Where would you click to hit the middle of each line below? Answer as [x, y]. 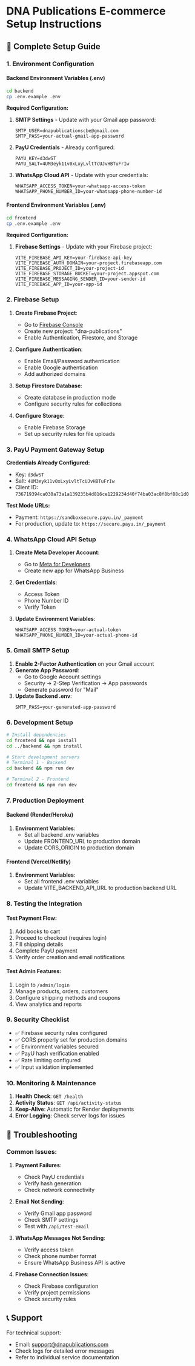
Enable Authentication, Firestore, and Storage [81, 337]
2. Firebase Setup [33, 300]
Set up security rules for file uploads [69, 434]
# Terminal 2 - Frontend [38, 779]
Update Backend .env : [44, 696]
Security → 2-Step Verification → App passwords [85, 683]
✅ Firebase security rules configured [61, 1033]
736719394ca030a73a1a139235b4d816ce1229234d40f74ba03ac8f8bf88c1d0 [102, 494]
